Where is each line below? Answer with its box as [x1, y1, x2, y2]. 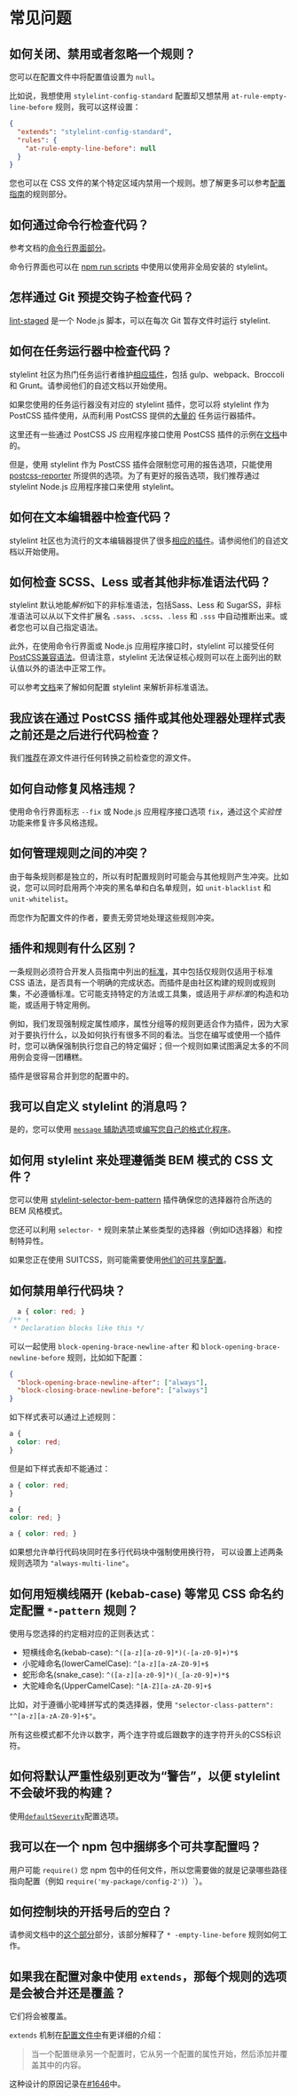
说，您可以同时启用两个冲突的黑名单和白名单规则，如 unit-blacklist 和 [9, 881, 272, 893]
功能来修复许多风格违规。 [9, 817, 103, 827]
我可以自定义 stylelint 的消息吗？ [9, 1098, 189, 1113]
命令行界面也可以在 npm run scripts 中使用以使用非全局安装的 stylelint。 [9, 261, 273, 272]
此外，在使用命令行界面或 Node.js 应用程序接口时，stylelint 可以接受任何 [9, 641, 275, 651]
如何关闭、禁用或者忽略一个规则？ [9, 46, 196, 61]
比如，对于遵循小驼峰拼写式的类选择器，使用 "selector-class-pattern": [9, 1699, 274, 1710]
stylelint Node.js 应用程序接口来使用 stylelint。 [9, 481, 179, 491]
